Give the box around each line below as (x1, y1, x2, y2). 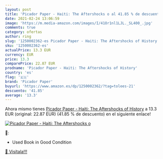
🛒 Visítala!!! (5, 149, 28, 155)
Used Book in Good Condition (12, 139, 72, 145)
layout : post (5, 7, 32, 12)
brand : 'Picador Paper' (5, 79, 53, 84)
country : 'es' (5, 70, 34, 75)
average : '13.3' (5, 93, 38, 97)
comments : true (5, 25, 36, 30)
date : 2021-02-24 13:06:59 (5, 16, 60, 21)
